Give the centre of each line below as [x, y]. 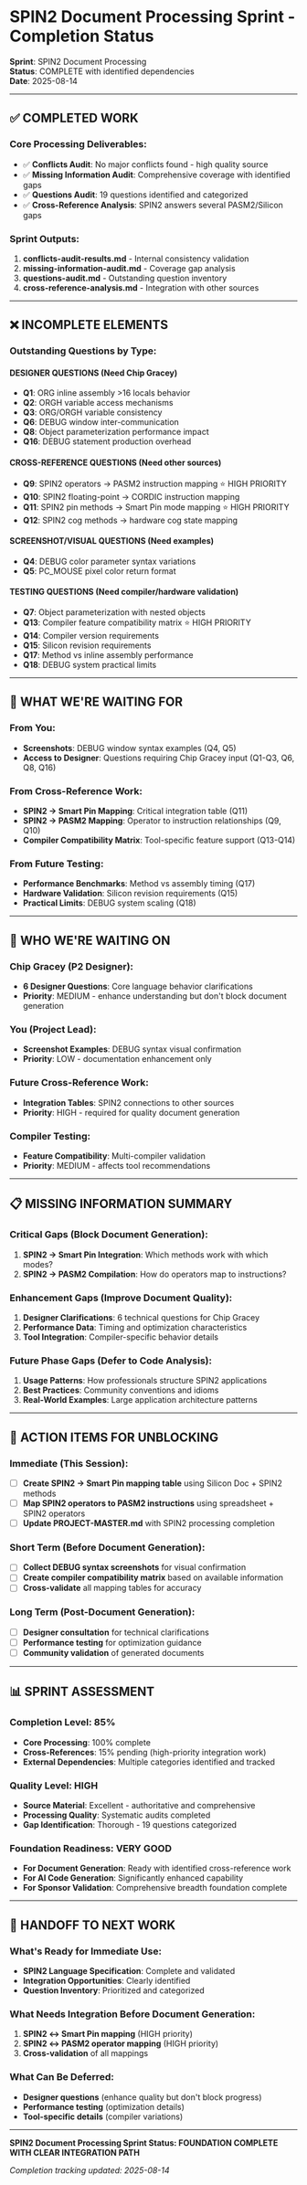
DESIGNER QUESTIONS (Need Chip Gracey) [94, 373]
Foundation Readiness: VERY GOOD [90, 1848]
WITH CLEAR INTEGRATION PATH [74, 2152]
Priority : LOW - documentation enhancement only [117, 1059]
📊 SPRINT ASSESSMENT [82, 1692]
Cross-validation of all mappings [85, 2053]
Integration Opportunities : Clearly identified [106, 1981]
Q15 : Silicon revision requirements [87, 645]
